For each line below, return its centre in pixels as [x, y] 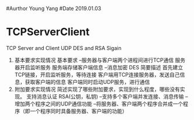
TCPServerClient [48, 32]
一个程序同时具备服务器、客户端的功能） [79, 111]
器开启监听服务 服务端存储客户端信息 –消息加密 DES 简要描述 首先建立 [98, 67]
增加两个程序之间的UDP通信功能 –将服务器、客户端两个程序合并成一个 [99, 104]
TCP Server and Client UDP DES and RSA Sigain [64, 48]
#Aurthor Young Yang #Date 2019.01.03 [53, 8]
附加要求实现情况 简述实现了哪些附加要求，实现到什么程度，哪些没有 [97, 89]
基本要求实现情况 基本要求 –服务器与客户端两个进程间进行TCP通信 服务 [100, 60]
